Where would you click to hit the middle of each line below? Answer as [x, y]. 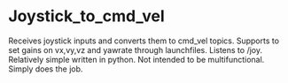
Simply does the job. [46, 69]
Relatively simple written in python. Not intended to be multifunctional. [136, 59]
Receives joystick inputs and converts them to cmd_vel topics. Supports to [144, 41]
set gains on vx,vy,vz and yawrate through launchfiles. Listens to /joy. [136, 49]
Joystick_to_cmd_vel [86, 16]
